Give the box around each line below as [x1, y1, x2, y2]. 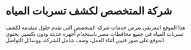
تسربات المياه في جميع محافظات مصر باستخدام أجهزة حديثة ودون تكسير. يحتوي [5, 30, 184, 37]
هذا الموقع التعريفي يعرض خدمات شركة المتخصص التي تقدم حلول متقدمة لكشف [5, 24, 186, 31]
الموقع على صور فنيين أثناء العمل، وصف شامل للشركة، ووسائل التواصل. [5, 36, 166, 43]
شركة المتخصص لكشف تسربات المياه [5, 4, 172, 18]
